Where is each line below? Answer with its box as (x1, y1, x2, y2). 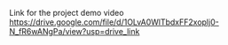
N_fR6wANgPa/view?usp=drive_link (9, 26, 140, 36)
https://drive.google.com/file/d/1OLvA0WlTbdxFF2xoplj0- (9, 17, 219, 27)
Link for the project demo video (9, 8, 124, 18)
